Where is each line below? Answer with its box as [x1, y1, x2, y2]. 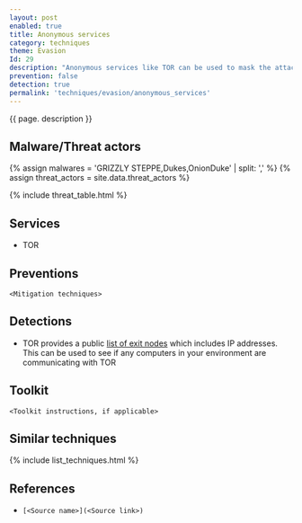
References [9, 481, 75, 496]
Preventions [9, 266, 79, 281]
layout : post [9, 13, 58, 22]
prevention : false [9, 72, 78, 81]
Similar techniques [9, 430, 117, 446]
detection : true [9, 80, 70, 89]
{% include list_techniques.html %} [9, 455, 139, 465]
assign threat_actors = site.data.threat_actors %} [9, 173, 191, 183]
